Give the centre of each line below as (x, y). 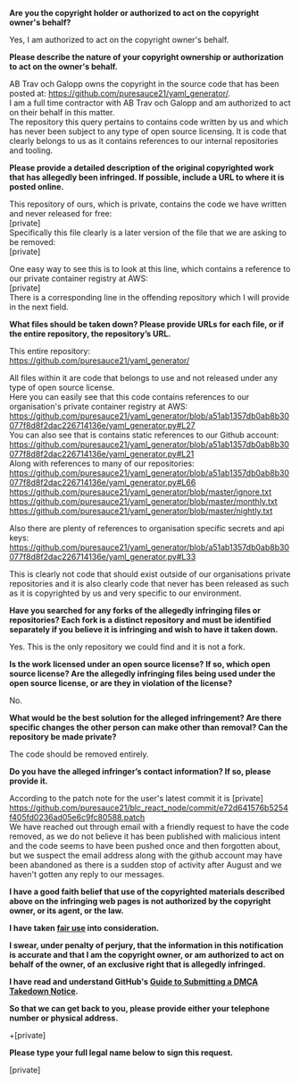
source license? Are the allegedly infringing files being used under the (142, 673)
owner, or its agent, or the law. (67, 910)
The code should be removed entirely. (79, 754)
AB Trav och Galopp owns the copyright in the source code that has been (144, 84)
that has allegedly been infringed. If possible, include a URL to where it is (147, 177)
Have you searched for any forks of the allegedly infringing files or (135, 610)
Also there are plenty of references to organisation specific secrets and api (147, 528)
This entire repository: (50, 351)
